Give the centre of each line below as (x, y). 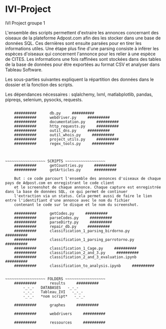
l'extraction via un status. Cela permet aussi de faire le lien (83, 196)
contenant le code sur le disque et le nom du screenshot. (77, 205)
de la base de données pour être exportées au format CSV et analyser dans (83, 64)
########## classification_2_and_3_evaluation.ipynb (75, 257)
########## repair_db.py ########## (62, 226)
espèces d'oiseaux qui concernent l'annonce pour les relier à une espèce (80, 54)
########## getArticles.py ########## (65, 170)
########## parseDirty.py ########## (63, 222)
